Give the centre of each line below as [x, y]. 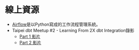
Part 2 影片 [30, 42]
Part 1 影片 [30, 36]
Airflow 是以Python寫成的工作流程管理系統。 [56, 24]
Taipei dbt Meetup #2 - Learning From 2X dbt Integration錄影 [73, 30]
